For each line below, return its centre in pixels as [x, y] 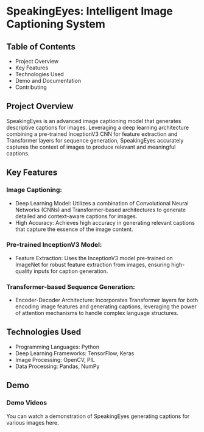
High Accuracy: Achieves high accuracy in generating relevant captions [105, 222]
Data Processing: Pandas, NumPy [57, 366]
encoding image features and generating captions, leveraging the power [106, 306]
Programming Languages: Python [57, 347]
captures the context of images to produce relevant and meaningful [91, 147]
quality [24, 271]
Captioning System [56, 24]
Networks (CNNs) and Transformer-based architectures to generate [100, 210]
